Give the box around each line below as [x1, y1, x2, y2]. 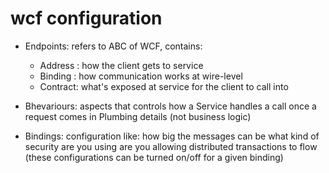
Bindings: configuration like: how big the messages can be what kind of [24, 130, 320, 142]
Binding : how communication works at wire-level [39, 70, 243, 82]
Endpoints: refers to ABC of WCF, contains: [24, 40, 203, 52]
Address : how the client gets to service [39, 59, 204, 71]
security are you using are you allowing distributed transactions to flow [24, 140, 318, 152]
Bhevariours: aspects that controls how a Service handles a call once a [24, 100, 317, 112]
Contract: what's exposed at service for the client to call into [39, 80, 289, 92]
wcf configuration [10, 7, 163, 30]
